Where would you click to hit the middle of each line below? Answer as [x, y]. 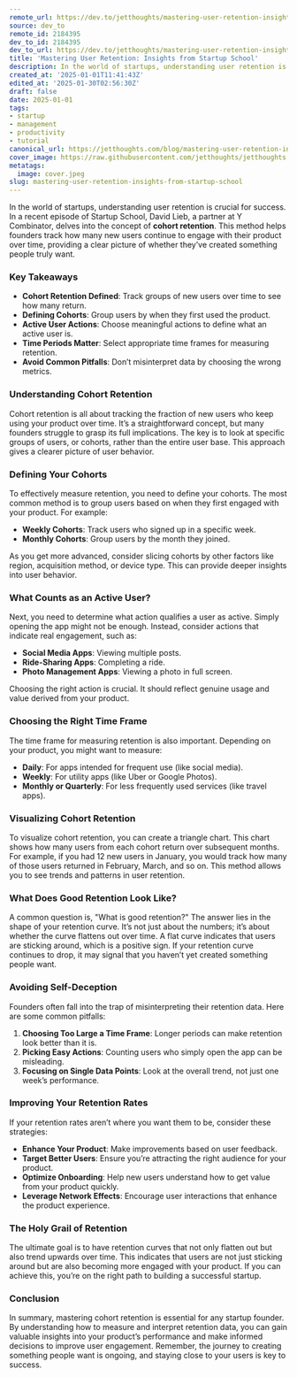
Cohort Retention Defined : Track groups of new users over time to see [151, 296]
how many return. [54, 305]
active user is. [47, 334]
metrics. [37, 372]
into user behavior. [43, 575]
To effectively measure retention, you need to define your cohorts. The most [148, 494]
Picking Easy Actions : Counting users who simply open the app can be [152, 1052]
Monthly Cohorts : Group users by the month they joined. [126, 539]
